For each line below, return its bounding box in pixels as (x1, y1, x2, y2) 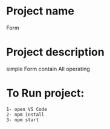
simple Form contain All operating (6, 65, 91, 72)
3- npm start (6, 116, 39, 123)
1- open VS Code (6, 106, 47, 112)
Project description (6, 45, 105, 59)
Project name (6, 4, 74, 18)
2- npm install (6, 112, 45, 118)
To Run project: (6, 86, 85, 100)
